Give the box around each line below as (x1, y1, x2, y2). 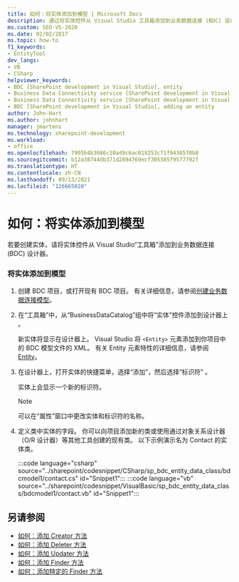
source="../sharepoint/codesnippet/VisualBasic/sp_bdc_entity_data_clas (17, 482, 230, 490)
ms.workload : (7, 136, 46, 143)
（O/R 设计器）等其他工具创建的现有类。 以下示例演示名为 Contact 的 (17, 435, 221, 444)
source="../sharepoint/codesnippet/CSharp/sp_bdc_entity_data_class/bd (17, 466, 231, 474)
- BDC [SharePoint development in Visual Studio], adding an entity (7, 103, 215, 110)
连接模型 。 (23, 295, 55, 303)
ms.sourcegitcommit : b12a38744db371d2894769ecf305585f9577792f (7, 156, 199, 164)
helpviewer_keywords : (7, 76, 72, 84)
